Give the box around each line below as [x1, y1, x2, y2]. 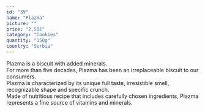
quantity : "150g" [6, 37, 51, 43]
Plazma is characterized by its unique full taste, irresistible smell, [6, 79, 170, 86]
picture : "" [6, 20, 37, 26]
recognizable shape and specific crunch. [6, 86, 110, 93]
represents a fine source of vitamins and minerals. [6, 99, 133, 106]
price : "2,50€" [6, 26, 45, 32]
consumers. [6, 73, 37, 80]
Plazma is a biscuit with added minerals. [6, 59, 108, 67]
